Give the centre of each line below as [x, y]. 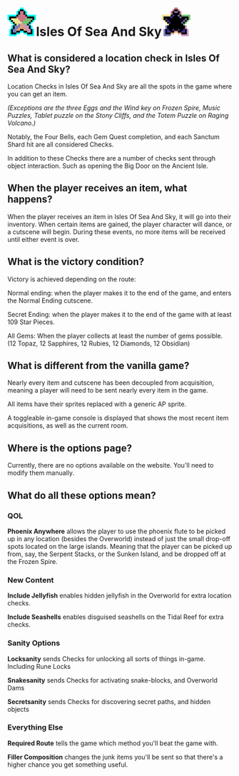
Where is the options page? [70, 448]
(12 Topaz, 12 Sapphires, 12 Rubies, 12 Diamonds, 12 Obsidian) [99, 343]
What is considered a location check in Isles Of [113, 58]
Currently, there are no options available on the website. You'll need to [111, 465]
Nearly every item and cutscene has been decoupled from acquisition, [111, 383]
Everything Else [35, 727]
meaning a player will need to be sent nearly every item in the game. [108, 390]
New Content [31, 580]
